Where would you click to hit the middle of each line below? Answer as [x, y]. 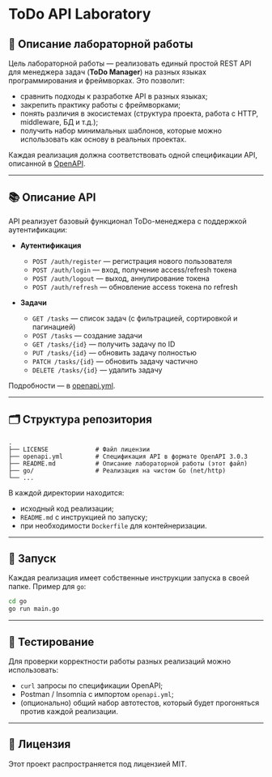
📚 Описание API [52, 198]
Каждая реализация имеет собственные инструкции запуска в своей [129, 578]
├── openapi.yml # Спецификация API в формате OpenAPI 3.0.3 [128, 456]
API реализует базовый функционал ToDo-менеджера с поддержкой [127, 221]
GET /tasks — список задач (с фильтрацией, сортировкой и [135, 318]
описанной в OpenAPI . [47, 163]
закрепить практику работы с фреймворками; [100, 105]
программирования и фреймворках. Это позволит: [97, 81]
